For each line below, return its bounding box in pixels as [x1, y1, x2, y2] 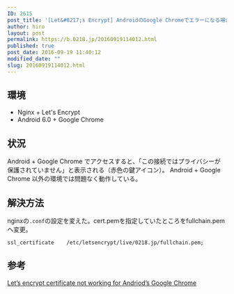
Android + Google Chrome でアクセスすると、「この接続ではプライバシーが [7, 157, 221, 165]
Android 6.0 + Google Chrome [17, 115, 104, 124]
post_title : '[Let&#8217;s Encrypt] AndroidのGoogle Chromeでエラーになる [7, 17, 221, 24]
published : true [7, 42, 54, 49]
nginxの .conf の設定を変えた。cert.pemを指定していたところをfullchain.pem [7, 217, 225, 225]
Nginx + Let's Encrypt [17, 108, 80, 117]
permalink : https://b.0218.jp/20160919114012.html [7, 36, 157, 43]
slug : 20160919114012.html [7, 62, 86, 69]
